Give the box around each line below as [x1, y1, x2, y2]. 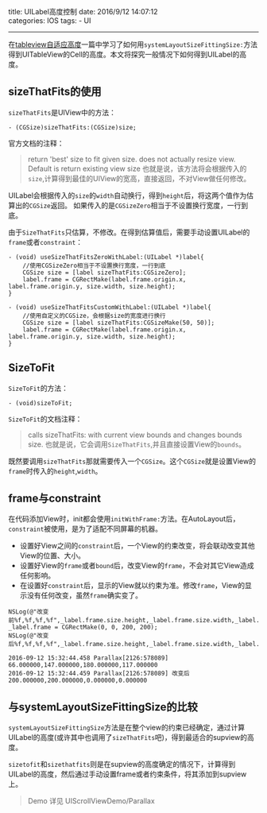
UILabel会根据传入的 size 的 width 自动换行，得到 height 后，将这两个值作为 [8, 190, 247, 200]
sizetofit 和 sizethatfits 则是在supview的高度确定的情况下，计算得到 [8, 760, 236, 769]
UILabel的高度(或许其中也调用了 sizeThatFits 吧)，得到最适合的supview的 [8, 733, 248, 742]
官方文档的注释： [8, 138, 64, 148]
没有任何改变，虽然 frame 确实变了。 [26, 590, 143, 600]
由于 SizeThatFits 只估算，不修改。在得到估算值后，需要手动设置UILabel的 [8, 227, 250, 237]
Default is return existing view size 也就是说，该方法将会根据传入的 [27, 164, 247, 173]
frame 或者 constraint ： [8, 237, 83, 246]
